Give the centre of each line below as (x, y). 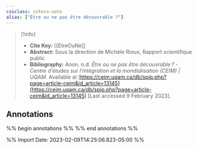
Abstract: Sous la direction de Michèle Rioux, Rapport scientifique (111, 51)
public (37, 58)
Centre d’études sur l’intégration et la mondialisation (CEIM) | (105, 70)
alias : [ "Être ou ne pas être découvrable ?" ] (65, 17)
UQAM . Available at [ (55, 77)
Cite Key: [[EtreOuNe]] (58, 46)
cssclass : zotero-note (34, 12)
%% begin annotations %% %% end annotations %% (72, 128)
